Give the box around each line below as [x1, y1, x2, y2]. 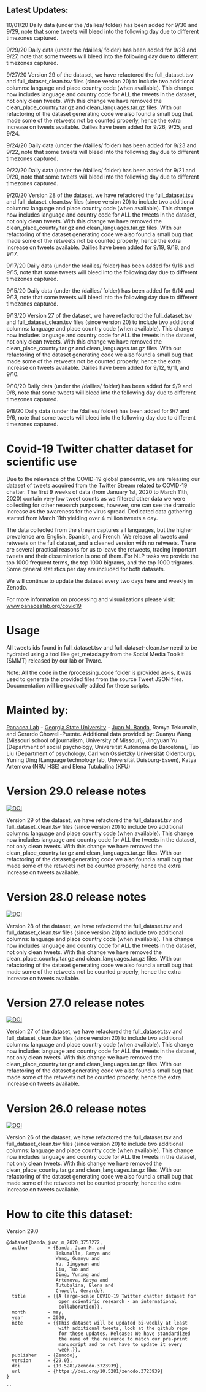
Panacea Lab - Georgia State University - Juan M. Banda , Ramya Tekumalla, [6, 723, 199, 731]
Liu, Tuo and [55, 1266, 89, 1272]
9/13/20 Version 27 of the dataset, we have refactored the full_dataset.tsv [6, 312, 192, 319]
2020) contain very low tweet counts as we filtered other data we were [6, 494, 186, 502]
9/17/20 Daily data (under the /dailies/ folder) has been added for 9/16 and [6, 262, 194, 269]
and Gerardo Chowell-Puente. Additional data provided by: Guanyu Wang [6, 730, 191, 737]
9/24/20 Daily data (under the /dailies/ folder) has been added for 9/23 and [6, 141, 197, 149]
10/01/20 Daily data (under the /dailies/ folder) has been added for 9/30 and [6, 21, 198, 28]
